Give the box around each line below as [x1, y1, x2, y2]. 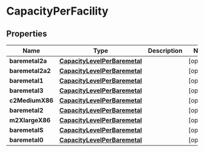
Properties [6, 29, 47, 39]
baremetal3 [9, 86, 44, 95]
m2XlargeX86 [9, 116, 51, 124]
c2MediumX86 [9, 96, 53, 105]
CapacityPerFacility [6, 4, 109, 18]
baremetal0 [9, 136, 44, 144]
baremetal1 [9, 77, 44, 85]
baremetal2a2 [9, 67, 51, 75]
